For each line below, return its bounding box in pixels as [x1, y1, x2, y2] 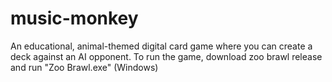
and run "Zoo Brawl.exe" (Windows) [10, 61, 159, 73]
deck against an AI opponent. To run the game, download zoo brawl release [10, 50, 323, 62]
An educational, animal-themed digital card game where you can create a [10, 40, 313, 52]
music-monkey [10, 7, 139, 30]
